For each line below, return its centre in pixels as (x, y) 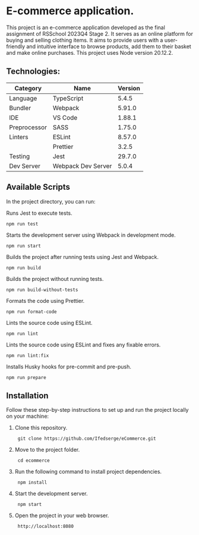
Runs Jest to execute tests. (39, 213)
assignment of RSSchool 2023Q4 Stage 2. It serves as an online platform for (99, 33)
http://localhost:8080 (46, 527)
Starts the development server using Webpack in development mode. (91, 235)
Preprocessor (28, 127)
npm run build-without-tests (42, 290)
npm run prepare (26, 377)
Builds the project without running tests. (55, 279)
